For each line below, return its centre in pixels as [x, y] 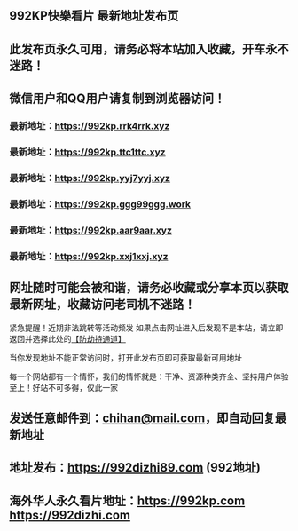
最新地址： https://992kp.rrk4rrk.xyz [90, 126]
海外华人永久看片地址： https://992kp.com [127, 500]
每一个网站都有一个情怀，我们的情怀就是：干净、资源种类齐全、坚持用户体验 [149, 376]
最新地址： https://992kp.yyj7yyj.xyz [90, 178]
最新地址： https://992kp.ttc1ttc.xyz [87, 152]
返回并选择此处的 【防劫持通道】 [67, 338]
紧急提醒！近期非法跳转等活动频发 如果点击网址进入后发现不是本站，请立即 [146, 328]
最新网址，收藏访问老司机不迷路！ [102, 305]
